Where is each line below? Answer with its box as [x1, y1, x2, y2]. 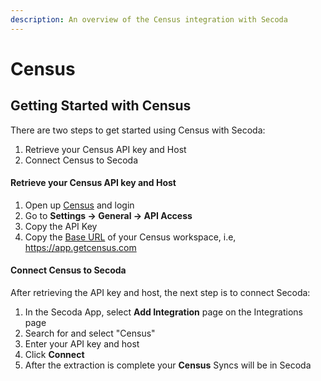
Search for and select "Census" [24, 327, 156, 340]
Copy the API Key [24, 220, 98, 232]
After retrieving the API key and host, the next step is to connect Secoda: [10, 287, 311, 299]
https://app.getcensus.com [24, 241, 137, 253]
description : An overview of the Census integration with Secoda [10, 14, 288, 25]
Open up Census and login [24, 199, 135, 211]
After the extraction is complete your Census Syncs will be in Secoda [24, 359, 312, 371]
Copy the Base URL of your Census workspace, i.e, [24, 231, 237, 243]
